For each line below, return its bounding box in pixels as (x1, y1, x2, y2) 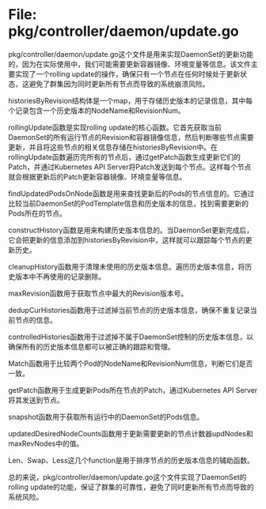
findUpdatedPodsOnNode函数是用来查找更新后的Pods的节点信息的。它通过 (8, 188, 255, 198)
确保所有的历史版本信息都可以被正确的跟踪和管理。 (8, 341, 175, 351)
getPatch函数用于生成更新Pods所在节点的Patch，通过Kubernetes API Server (8, 385, 258, 394)
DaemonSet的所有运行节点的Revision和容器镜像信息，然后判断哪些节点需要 (8, 132, 255, 141)
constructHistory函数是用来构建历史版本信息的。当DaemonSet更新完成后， (8, 225, 253, 235)
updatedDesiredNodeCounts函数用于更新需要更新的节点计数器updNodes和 (8, 428, 253, 438)
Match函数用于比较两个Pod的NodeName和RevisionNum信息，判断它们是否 (8, 358, 253, 368)
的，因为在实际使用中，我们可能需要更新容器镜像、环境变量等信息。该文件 (8, 59, 251, 69)
